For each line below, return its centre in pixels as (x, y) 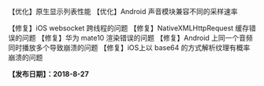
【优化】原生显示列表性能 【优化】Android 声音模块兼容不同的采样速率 (123, 11)
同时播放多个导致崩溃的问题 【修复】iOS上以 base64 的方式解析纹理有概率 (129, 48)
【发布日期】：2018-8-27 (48, 74)
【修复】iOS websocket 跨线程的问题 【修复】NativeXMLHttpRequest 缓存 (129, 28)
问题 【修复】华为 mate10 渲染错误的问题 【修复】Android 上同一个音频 (138, 38)
